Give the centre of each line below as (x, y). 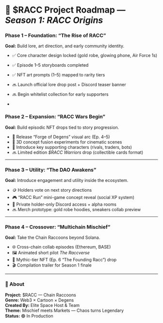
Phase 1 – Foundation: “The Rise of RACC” (56, 36)
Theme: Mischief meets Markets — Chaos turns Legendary (65, 310)
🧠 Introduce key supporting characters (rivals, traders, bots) (72, 147)
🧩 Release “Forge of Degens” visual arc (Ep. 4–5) (61, 137)
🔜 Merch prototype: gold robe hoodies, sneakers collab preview (76, 210)
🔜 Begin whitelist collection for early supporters (60, 94)
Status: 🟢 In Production (29, 316)
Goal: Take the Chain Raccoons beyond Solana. (53, 237)
